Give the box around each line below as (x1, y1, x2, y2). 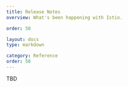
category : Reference (6, 53, 59, 59)
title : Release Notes (6, 8, 61, 15)
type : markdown (6, 42, 45, 48)
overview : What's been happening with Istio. (6, 14, 123, 21)
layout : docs (6, 36, 39, 42)
